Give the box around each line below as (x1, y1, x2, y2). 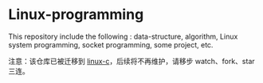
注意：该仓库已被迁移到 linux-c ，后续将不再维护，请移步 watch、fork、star (8, 56, 255, 66)
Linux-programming (8, 6, 144, 24)
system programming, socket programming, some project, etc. (8, 40, 214, 49)
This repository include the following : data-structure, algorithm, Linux (8, 32, 238, 41)
